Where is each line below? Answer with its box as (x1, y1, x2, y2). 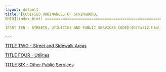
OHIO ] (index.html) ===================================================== (5, 16, 163, 21)
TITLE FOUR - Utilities (5, 52, 50, 58)
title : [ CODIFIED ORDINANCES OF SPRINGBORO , (5, 12, 98, 17)
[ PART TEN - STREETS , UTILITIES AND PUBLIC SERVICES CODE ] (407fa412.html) (5, 25, 163, 30)
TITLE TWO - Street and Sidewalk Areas (5, 43, 87, 49)
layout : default (5, 7, 39, 12)
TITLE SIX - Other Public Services (5, 62, 74, 68)
